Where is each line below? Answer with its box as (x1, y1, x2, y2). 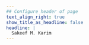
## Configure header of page (6, 8, 78, 15)
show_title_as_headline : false (6, 19, 84, 25)
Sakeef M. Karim (11, 30, 52, 36)
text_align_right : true (6, 14, 65, 20)
